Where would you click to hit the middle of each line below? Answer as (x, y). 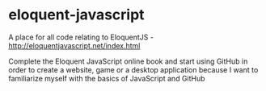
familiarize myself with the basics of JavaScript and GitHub (107, 78)
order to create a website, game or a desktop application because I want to (133, 69)
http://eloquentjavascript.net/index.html (74, 45)
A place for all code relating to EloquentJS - (81, 37)
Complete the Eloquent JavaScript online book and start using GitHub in (128, 61)
